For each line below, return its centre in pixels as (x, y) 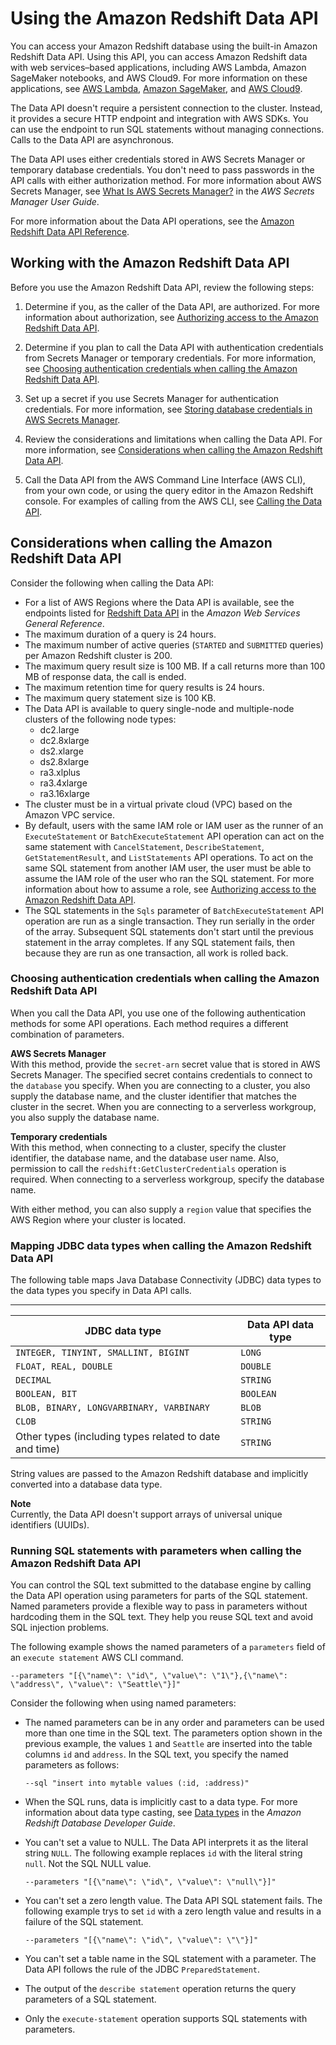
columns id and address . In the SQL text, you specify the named (156, 1754)
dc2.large (59, 729)
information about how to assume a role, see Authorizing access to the (170, 889)
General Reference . (64, 623)
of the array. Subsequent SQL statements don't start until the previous (169, 931)
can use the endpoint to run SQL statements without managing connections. (167, 129)
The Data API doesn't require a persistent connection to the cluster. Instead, (166, 108)
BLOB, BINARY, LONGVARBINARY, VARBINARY (112, 1408)
